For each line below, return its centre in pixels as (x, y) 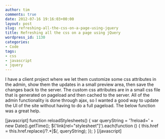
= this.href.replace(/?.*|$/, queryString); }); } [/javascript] (63, 131)
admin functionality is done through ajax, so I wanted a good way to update (82, 100)
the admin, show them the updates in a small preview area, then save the (80, 84)
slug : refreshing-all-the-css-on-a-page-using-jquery (62, 28)
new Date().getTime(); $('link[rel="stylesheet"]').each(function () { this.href (82, 126)
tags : (11, 51)
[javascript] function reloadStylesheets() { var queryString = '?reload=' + (79, 121)
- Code (12, 47)
